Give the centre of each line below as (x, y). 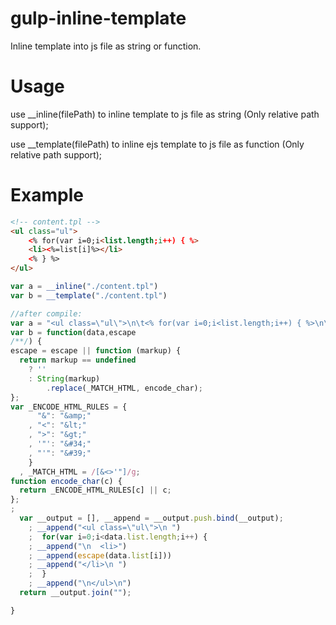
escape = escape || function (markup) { (96, 351)
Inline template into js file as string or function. (106, 46)
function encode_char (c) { (66, 481)
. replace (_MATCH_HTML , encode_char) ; (124, 388)
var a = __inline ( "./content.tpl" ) (84, 287)
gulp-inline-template (98, 18)
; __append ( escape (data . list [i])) (100, 555)
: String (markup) (64, 378)
